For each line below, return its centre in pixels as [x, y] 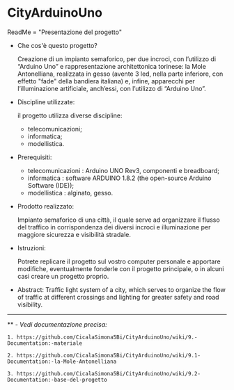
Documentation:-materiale [45, 343]
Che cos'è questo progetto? [57, 45]
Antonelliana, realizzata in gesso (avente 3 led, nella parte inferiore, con [120, 74]
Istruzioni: [32, 247]
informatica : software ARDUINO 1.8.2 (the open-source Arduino [119, 178]
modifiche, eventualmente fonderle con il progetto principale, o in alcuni [120, 268]
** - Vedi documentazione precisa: [57, 324]
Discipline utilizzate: [46, 101]
